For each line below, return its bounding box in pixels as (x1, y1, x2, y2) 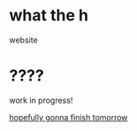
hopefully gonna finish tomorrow (9, 112, 128, 122)
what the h (9, 5, 88, 26)
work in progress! (9, 95, 73, 105)
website (9, 35, 38, 45)
